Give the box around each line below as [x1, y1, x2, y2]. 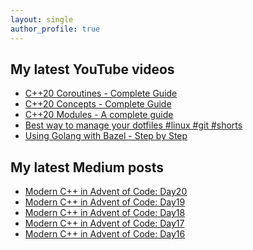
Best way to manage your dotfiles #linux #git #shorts [24, 119, 243, 131]
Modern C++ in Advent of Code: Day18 [24, 207, 186, 219]
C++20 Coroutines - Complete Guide [24, 87, 178, 100]
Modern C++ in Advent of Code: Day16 [24, 228, 186, 240]
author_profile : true [10, 24, 101, 34]
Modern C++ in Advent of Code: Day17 [24, 217, 185, 230]
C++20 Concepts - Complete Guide [24, 98, 172, 110]
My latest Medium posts [10, 159, 165, 176]
